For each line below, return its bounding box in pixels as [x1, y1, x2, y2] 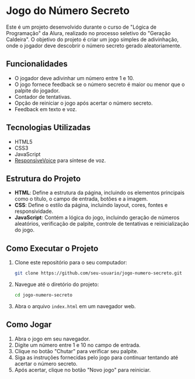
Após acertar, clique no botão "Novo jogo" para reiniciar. [14, 366, 151, 373]
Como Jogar [6, 320, 52, 330]
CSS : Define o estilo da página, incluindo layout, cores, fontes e [14, 202, 168, 209]
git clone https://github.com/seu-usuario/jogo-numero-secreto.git [14, 270, 182, 276]
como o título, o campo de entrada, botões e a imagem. [14, 195, 148, 202]
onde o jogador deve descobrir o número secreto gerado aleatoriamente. [6, 42, 182, 49]
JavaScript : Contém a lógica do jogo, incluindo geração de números [14, 214, 180, 221]
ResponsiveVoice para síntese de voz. [14, 157, 106, 164]
